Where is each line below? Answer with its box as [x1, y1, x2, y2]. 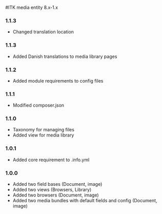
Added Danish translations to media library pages [12, 53, 117, 60]
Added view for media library [12, 132, 74, 138]
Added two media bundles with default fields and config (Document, [12, 198, 157, 204]
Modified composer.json [12, 102, 65, 108]
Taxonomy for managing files [12, 127, 74, 133]
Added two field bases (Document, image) [12, 181, 103, 187]
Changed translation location [12, 29, 74, 35]
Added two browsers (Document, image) [12, 192, 99, 198]
